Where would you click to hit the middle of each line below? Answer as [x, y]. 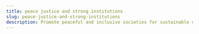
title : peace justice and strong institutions [65, 11]
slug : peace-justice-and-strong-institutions [63, 17]
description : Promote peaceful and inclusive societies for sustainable [98, 22]
